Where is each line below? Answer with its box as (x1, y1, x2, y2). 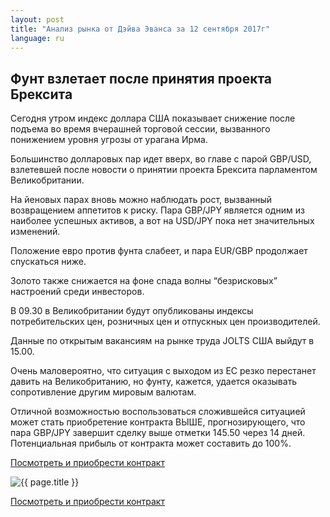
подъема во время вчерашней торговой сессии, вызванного (10, 123, 271, 135)
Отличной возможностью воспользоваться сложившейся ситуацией (10, 406, 306, 418)
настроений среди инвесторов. (10, 286, 145, 298)
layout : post (10, 14, 65, 25)
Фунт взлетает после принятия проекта (10, 70, 273, 87)
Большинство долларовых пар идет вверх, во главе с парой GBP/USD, (10, 153, 312, 165)
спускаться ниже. (10, 256, 87, 268)
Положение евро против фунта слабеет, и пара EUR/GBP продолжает (10, 245, 308, 257)
